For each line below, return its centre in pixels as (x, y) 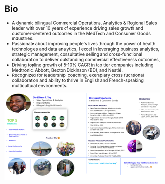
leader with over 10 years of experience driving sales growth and (78, 28)
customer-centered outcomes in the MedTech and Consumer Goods (81, 33)
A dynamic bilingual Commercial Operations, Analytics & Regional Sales (84, 23)
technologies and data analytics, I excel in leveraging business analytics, (85, 49)
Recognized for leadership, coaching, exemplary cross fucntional (78, 75)
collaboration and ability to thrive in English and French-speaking (78, 80)
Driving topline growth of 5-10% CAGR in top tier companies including (82, 65)
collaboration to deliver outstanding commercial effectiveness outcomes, (86, 59)
